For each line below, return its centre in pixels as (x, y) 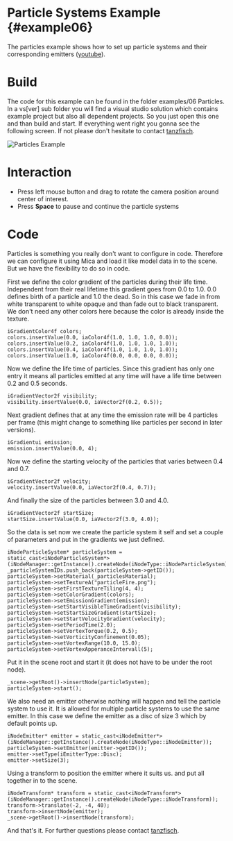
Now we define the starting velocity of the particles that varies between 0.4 (115, 461)
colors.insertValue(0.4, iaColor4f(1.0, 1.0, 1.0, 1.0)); (93, 349)
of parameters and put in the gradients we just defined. (86, 539)
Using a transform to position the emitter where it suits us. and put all (106, 773)
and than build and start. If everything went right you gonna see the (103, 124)
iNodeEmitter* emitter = (43, 736)
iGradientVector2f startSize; (51, 513)
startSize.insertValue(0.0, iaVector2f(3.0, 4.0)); (83, 519)
